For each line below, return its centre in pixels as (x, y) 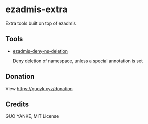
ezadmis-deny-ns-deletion (40, 51)
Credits (17, 104)
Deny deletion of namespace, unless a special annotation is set (78, 61)
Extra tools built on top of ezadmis (41, 23)
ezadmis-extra (36, 9)
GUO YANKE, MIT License (32, 116)
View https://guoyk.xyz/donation (39, 88)
